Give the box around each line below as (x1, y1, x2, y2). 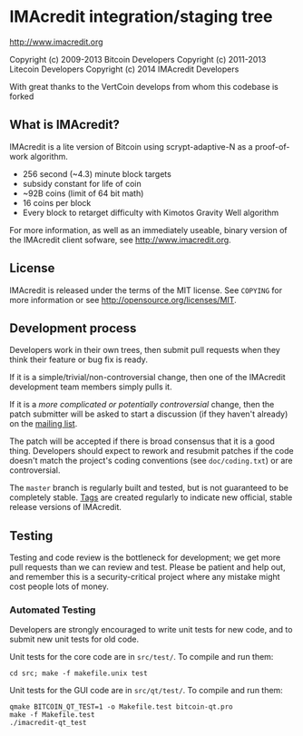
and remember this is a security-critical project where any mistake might (9, 572, 280, 583)
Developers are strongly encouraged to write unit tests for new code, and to (9, 624, 293, 635)
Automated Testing (9, 604, 96, 616)
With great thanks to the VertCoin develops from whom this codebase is (9, 81, 279, 92)
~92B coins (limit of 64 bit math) (22, 188, 144, 199)
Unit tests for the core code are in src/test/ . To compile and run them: (9, 652, 274, 662)
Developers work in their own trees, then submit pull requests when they (9, 345, 281, 356)
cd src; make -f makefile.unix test (9, 669, 148, 678)
